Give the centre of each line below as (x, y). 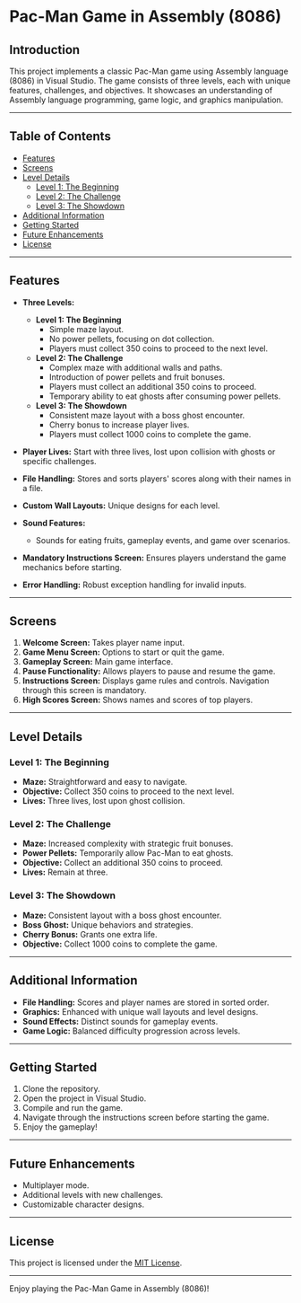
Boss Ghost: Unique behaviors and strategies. (107, 924)
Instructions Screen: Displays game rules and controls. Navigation (146, 681)
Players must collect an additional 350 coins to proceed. (153, 386)
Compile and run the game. (73, 1108)
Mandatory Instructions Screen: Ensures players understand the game (154, 558)
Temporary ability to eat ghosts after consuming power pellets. (165, 396)
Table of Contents (60, 136)
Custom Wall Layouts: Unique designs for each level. (121, 506)
